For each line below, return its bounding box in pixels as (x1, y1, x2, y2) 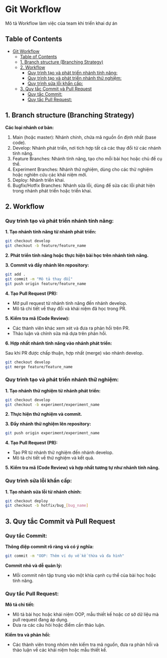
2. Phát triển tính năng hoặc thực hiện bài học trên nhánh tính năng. (5, 252, 149, 258)
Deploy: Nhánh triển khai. (12, 177, 65, 183)
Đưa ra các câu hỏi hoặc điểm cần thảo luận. (12, 622, 105, 628)
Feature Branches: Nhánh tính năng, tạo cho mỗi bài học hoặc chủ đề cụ (12, 155, 162, 162)
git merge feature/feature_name (5, 364, 73, 369)
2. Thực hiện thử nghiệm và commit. (5, 411, 82, 417)
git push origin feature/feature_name (5, 281, 86, 286)
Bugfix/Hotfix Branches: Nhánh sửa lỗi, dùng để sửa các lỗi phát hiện (12, 182, 155, 188)
